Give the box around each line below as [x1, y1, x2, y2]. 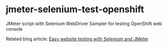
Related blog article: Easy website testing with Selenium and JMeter [6, 36, 149, 42]
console [6, 26, 23, 32]
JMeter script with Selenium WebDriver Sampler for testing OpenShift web [6, 20, 162, 27]
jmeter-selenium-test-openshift [6, 4, 145, 15]
